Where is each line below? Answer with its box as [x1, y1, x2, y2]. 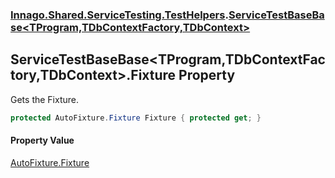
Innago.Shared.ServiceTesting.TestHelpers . [10, 8, 229, 22]
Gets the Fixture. [10, 93, 79, 105]
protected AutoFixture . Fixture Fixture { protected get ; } [10, 113, 262, 123]
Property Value [10, 134, 75, 147]
